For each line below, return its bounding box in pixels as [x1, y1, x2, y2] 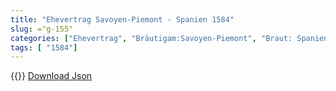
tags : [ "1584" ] [10, 42, 78, 53]
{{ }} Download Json [10, 70, 93, 82]
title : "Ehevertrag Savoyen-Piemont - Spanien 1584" [10, 14, 235, 25]
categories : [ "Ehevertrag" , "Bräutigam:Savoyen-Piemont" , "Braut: [10, 33, 293, 43]
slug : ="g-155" [10, 24, 74, 34]
